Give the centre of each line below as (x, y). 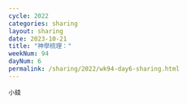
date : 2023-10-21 (38, 39)
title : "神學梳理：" (40, 46)
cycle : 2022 (28, 16)
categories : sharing (43, 24)
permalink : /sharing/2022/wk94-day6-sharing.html (94, 69)
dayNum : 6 (25, 62)
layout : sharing (36, 31)
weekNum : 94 (28, 54)
